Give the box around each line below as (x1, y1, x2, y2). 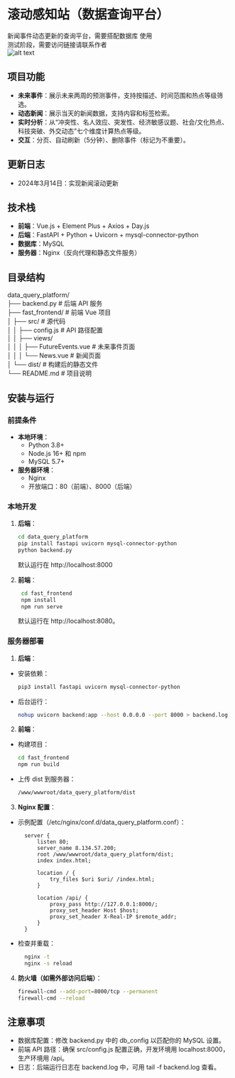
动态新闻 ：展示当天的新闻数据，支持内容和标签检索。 (17, 108, 174, 118)
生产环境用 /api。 (17, 1054, 69, 1062)
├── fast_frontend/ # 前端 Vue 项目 (7, 308, 111, 317)
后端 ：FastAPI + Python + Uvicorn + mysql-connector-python (17, 231, 199, 239)
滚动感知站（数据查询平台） (7, 6, 170, 23)
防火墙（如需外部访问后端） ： (17, 973, 102, 982)
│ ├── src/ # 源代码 (7, 317, 66, 326)
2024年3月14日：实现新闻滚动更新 (17, 179, 119, 187)
